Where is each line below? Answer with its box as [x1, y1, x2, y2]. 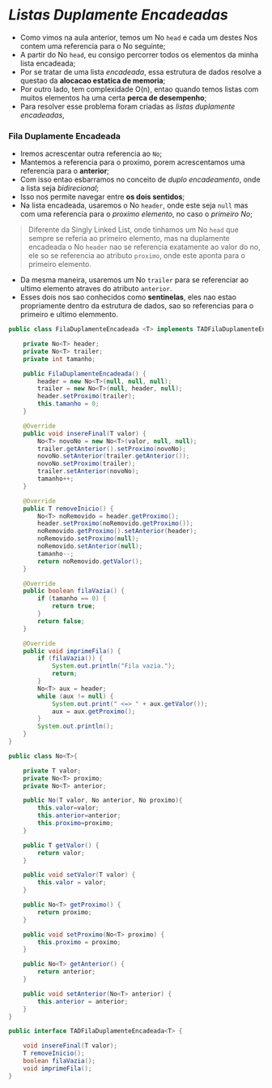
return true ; [51, 602, 96, 610]
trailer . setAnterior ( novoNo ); [37, 467, 139, 475]
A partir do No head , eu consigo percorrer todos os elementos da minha [19, 49, 259, 59]
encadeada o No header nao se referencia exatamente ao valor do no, [28, 242, 261, 252]
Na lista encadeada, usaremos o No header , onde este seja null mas [19, 200, 249, 210]
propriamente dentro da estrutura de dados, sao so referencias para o [19, 301, 254, 311]
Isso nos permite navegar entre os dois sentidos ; [19, 192, 185, 202]
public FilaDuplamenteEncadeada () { [23, 369, 147, 378]
